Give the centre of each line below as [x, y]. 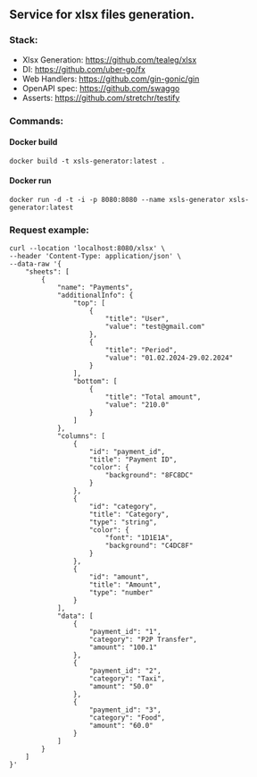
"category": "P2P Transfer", [143, 640]
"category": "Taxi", [127, 679]
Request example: [49, 230]
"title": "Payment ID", [133, 460]
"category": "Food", [127, 718]
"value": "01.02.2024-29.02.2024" [169, 358]
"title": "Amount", [125, 585]
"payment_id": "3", [125, 710]
